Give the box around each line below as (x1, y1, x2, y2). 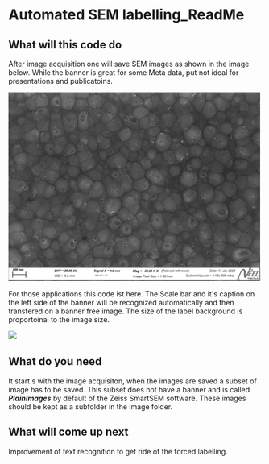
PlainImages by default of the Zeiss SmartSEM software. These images (8, 393, 246, 403)
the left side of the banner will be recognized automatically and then (8, 298, 235, 307)
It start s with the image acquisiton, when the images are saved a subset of (8, 376, 258, 386)
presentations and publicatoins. (8, 77, 113, 85)
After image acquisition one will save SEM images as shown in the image (8, 59, 250, 68)
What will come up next (8, 425, 129, 439)
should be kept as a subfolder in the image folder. (8, 401, 173, 412)
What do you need (8, 354, 102, 368)
